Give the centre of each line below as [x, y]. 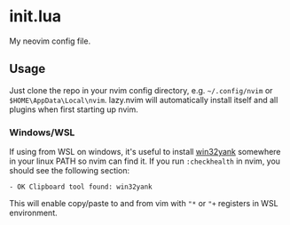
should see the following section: [70, 171]
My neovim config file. [50, 41]
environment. [33, 213]
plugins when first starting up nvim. [74, 109]
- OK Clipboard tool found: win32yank [81, 187]
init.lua [35, 16]
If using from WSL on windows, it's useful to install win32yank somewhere [145, 152]
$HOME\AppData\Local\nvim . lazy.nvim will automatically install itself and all [144, 100]
